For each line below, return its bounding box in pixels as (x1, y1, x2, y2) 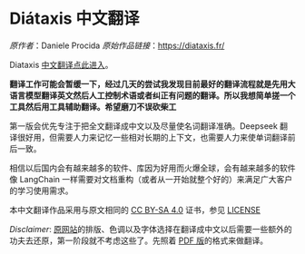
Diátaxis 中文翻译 (9, 8, 140, 29)
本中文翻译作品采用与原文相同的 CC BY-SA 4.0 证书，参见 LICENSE (9, 204, 261, 215)
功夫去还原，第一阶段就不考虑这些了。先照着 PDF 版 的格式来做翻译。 (9, 235, 269, 246)
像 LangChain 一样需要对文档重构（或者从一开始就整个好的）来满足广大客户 (9, 173, 293, 184)
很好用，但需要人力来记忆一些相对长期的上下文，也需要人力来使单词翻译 (16, 132, 288, 142)
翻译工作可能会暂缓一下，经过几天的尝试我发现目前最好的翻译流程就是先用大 (9, 78, 296, 89)
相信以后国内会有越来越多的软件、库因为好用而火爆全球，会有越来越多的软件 (9, 162, 296, 173)
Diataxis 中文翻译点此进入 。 (9, 59, 113, 70)
